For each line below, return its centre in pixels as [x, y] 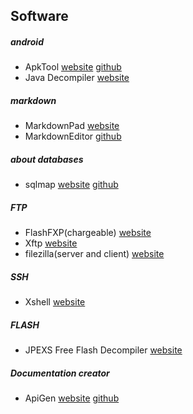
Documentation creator [60, 373]
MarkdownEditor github [73, 136]
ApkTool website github [73, 67]
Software [39, 16]
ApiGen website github [72, 398]
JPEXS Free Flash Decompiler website [103, 350]
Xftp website [51, 243]
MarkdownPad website [72, 126]
